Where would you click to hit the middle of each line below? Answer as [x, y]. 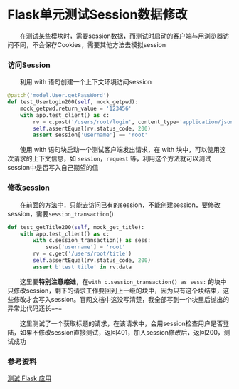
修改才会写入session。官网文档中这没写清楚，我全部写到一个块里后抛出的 [121, 299]
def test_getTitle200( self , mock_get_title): [76, 227]
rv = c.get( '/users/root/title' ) [83, 254]
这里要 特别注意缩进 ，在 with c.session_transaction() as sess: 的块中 [123, 281]
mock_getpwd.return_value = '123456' [76, 108]
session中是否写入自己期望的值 [53, 168]
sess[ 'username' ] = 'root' [85, 247]
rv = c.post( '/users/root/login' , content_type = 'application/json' [135, 122]
